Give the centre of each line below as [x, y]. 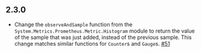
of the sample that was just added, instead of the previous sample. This [103, 37]
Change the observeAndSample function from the [73, 24]
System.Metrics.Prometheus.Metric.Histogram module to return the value [104, 31]
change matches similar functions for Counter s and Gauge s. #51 [92, 43]
